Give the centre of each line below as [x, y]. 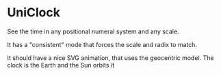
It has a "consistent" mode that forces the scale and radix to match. [102, 44]
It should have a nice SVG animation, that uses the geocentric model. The [110, 58]
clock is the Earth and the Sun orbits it [61, 65]
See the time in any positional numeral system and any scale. [93, 31]
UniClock [34, 13]
